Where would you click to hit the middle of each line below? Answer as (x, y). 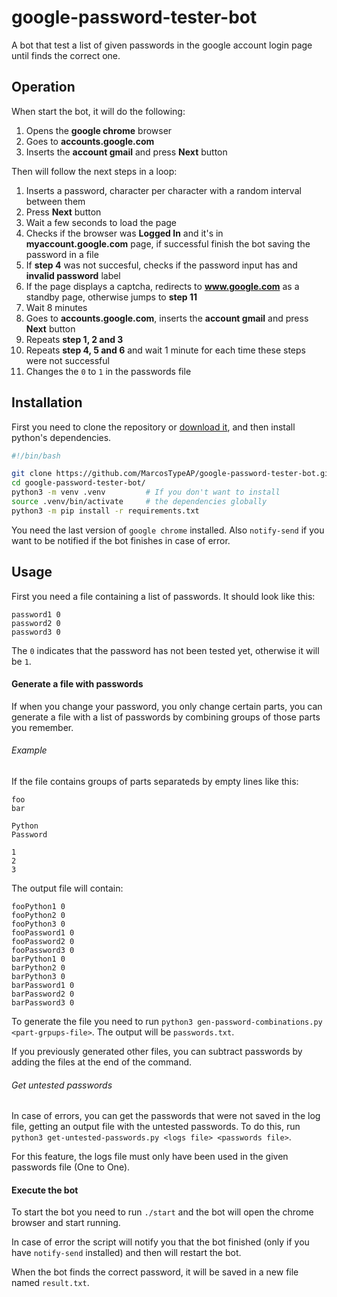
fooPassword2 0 (43, 942)
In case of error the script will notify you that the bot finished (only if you (160, 1242)
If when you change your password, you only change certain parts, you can (167, 706)
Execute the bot (45, 1190)
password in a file (62, 254)
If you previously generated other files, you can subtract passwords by (157, 1052)
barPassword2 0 (43, 994)
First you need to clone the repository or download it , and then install (153, 427)
